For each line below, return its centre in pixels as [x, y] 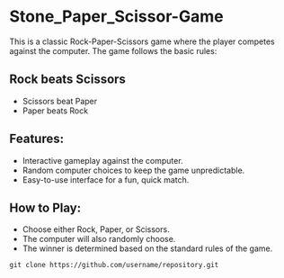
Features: [37, 139]
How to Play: [45, 207]
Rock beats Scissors [67, 80]
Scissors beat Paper [59, 101]
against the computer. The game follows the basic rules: [113, 50]
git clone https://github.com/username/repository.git [114, 265]
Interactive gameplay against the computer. [102, 160]
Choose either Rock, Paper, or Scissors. [96, 229]
